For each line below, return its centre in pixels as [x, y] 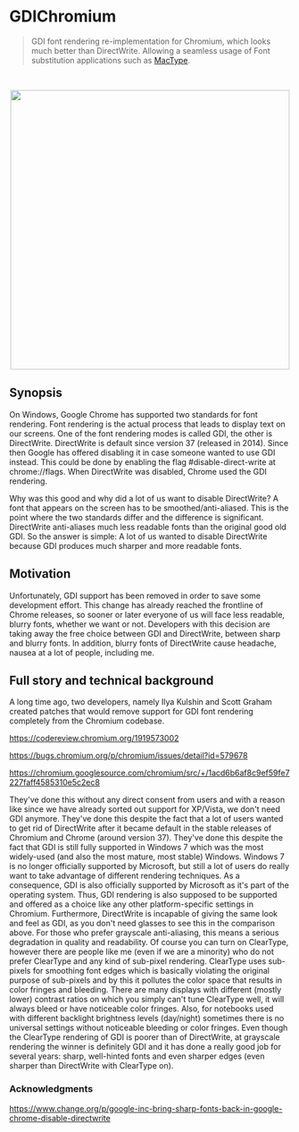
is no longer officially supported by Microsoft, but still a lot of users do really [149, 866]
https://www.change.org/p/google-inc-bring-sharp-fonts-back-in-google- [146, 1108]
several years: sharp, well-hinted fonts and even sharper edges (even [137, 1056]
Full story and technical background [112, 680]
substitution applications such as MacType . [110, 60]
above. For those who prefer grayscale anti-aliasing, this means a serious [144, 933]
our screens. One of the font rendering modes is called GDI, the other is [141, 433]
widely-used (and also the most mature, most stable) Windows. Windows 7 [147, 857]
